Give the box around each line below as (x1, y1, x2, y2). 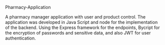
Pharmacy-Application (5, 4, 51, 10)
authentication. (5, 35, 36, 41)
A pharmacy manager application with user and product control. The (5, 14, 146, 19)
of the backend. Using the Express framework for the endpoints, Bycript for (5, 24, 160, 30)
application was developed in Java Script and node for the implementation (5, 19, 158, 25)
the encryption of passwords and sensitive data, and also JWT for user (5, 30, 151, 35)
